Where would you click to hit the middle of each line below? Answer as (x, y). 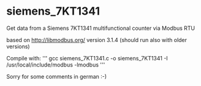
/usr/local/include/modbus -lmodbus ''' (56, 65)
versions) (18, 46)
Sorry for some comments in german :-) (57, 76)
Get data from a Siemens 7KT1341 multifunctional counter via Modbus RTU (101, 28)
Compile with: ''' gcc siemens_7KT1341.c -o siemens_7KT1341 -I (87, 58)
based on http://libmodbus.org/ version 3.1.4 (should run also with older (97, 40)
